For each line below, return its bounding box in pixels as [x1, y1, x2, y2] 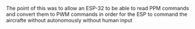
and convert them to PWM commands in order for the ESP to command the [6, 11, 188, 18]
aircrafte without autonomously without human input [6, 17, 133, 23]
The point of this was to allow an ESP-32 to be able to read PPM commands [6, 5, 189, 11]
